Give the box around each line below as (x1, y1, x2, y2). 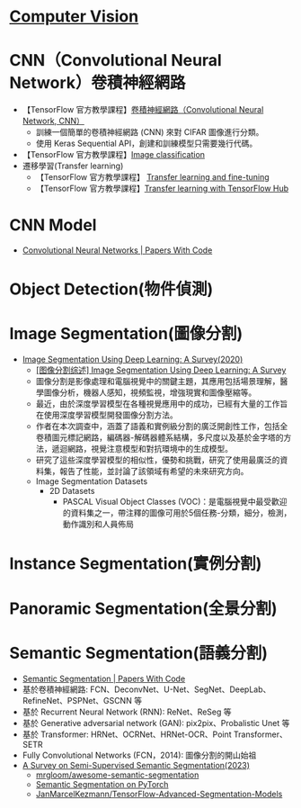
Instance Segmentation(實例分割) (9, 553, 262, 574)
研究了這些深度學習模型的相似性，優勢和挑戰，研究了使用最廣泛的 (35, 454, 280, 465)
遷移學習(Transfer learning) (22, 160, 124, 172)
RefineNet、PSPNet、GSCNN (22, 695, 132, 705)
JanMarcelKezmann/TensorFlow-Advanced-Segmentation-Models (35, 788, 283, 799)
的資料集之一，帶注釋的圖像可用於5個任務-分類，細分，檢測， (62, 507, 292, 518)
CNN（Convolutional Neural (9, 50, 222, 71)
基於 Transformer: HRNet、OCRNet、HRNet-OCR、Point (22, 729, 232, 740)
